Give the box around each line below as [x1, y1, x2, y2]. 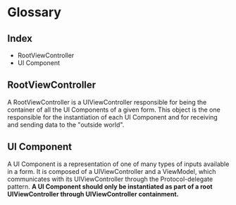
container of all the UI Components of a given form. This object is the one [7, 105, 221, 114]
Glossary [7, 4, 62, 20]
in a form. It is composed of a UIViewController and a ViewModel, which [7, 167, 216, 175]
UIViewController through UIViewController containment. [7, 189, 179, 198]
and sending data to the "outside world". [7, 120, 125, 129]
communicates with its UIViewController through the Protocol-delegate [7, 175, 213, 183]
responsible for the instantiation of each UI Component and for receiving [7, 112, 218, 121]
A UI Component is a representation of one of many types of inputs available [7, 160, 230, 168]
